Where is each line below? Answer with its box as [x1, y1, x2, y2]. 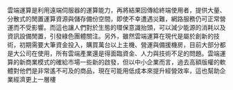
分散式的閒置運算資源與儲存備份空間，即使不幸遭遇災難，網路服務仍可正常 [7, 15, 220, 23]
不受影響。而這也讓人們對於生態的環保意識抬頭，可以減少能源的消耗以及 [19, 24, 226, 31]
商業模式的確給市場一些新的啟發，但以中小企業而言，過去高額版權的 [25, 58, 220, 66]
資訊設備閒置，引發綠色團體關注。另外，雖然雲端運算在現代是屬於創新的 [7, 32, 214, 40]
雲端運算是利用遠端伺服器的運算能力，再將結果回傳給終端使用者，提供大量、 [7, 6, 226, 14]
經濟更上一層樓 [12, 75, 56, 83]
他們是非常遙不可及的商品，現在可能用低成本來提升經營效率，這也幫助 [19, 66, 220, 75]
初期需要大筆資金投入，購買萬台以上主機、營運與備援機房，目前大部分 [19, 41, 220, 48]
